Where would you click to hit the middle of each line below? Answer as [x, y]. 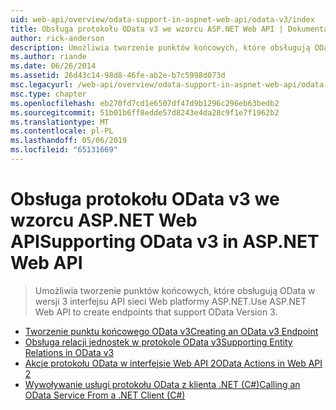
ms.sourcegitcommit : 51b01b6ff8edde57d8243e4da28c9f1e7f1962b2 [145, 112]
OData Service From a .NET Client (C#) [105, 395]
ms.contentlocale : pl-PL [62, 131]
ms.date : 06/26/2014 [53, 66]
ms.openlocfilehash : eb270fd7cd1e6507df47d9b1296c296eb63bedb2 [145, 103]
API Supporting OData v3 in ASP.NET [165, 242]
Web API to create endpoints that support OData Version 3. [156, 312]
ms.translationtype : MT [60, 122]
